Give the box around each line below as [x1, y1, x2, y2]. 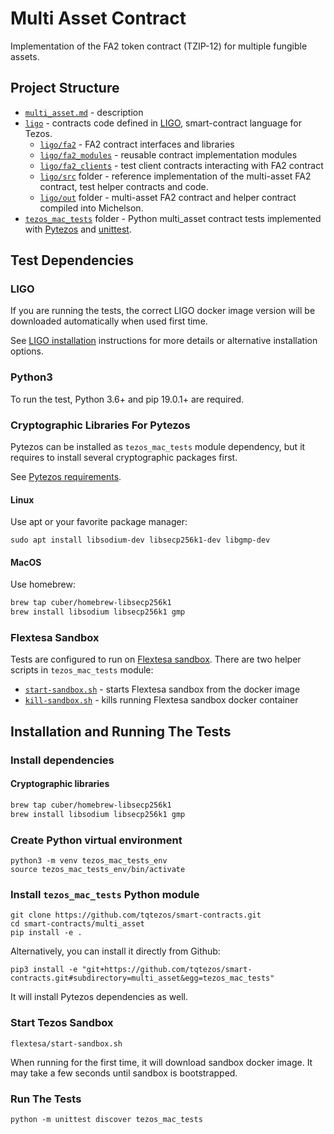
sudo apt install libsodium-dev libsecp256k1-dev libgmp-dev [10, 535, 271, 546]
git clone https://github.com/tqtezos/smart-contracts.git [10, 910, 262, 921]
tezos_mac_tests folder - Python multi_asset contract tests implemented [24, 212, 322, 224]
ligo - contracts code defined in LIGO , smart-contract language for [24, 117, 303, 129]
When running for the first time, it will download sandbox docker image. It [10, 1056, 313, 1068]
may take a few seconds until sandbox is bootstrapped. [10, 1067, 238, 1079]
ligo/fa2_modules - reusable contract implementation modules [39, 148, 298, 161]
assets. [10, 50, 40, 62]
